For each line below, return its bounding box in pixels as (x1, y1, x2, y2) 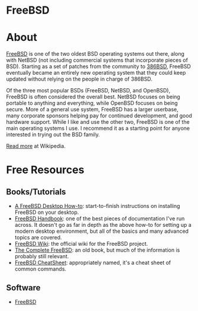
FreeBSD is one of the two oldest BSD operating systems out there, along (6, 50, 185, 57)
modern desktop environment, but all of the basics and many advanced (14, 227, 189, 235)
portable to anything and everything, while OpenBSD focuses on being (6, 100, 178, 107)
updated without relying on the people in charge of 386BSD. (6, 75, 152, 83)
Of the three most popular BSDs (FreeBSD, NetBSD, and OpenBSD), (6, 87, 170, 94)
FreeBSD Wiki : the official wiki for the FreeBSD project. (14, 241, 148, 248)
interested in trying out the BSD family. (6, 131, 100, 138)
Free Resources (6, 163, 85, 177)
